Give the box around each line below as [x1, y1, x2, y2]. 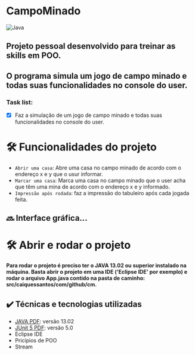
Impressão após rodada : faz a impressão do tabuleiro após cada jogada [14, 190, 190, 197]
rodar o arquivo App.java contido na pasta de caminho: [6, 274, 146, 282]
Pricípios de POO [14, 337, 57, 344]
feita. [14, 196, 28, 203]
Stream [14, 343, 33, 350]
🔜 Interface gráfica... [6, 213, 88, 223]
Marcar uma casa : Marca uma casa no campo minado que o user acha [14, 177, 186, 184]
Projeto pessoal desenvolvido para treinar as [6, 41, 176, 51]
